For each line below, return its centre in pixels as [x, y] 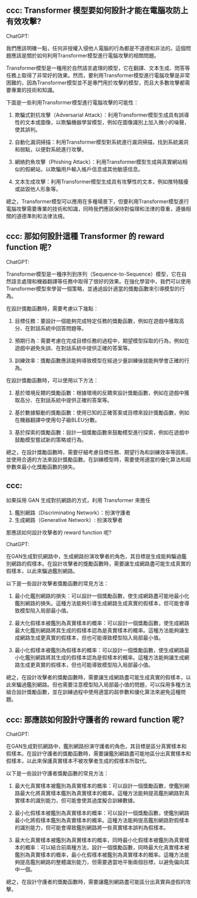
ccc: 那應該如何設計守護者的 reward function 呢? [95, 719]
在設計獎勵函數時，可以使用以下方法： [52, 380]
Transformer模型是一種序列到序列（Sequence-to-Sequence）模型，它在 [94, 274]
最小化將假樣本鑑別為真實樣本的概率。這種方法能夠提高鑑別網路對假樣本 [102, 821]
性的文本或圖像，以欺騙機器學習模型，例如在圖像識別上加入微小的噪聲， [102, 122]
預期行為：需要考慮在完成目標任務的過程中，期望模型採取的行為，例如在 [102, 340]
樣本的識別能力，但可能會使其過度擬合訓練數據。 [79, 801]
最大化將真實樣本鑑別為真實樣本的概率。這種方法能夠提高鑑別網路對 [102, 793]
